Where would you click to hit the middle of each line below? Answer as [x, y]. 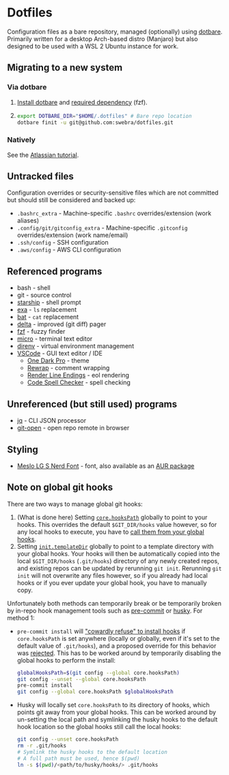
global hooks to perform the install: [66, 660]
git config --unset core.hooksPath [68, 739]
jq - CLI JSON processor [52, 421]
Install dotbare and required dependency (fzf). [82, 102]
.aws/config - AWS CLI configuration [69, 250]
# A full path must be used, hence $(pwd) [78, 759]
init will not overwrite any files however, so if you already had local [112, 575]
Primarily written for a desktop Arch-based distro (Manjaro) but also [103, 38]
